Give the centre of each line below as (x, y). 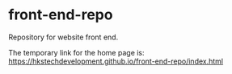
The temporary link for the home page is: (76, 52)
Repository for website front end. (63, 37)
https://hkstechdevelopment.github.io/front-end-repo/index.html (116, 61)
